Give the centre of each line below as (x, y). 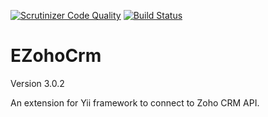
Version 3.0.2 (37, 83)
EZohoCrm (56, 56)
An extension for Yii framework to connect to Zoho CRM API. (135, 102)
